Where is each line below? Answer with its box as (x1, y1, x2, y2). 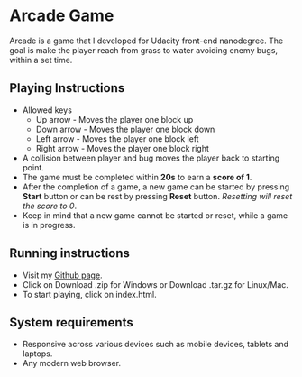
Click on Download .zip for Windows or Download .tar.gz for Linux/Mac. (22, 279, 288, 290)
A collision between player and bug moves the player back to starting (22, 152, 280, 163)
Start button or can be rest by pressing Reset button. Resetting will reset (22, 190, 293, 201)
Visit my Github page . (22, 270, 103, 280)
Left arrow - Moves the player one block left (35, 133, 200, 144)
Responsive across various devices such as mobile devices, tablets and (22, 339, 289, 350)
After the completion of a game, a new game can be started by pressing (22, 181, 290, 192)
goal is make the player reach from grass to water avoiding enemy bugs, (9, 44, 278, 55)
